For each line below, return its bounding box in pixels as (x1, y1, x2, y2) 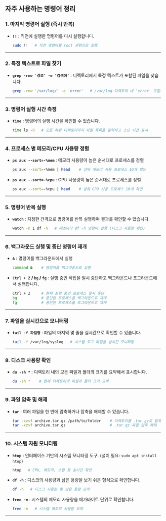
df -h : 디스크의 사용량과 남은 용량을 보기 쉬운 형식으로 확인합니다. (12, 477, 141, 483)
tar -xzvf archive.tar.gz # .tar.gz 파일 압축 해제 (12, 423, 157, 428)
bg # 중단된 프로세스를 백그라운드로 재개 (12, 296, 107, 301)
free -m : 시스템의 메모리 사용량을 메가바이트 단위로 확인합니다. (12, 497, 135, 503)
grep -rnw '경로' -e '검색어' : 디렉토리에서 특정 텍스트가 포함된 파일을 (12, 72, 150, 78)
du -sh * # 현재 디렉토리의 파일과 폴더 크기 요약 (12, 379, 109, 384)
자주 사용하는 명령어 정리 (5, 4, 76, 13)
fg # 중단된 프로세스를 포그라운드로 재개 (12, 300, 107, 306)
